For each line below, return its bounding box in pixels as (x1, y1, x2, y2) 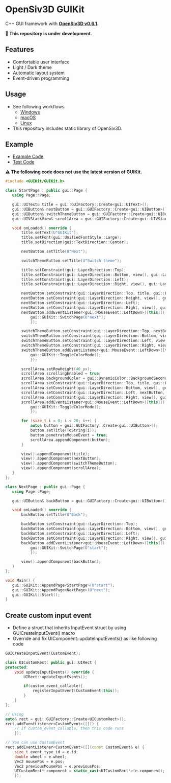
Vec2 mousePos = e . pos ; (14, 759, 65, 764)
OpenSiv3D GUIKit (5, 4, 85, 15)
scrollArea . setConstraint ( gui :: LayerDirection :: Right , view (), (21, 395, 158, 400)
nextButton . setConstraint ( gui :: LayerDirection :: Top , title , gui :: (21, 291, 165, 296)
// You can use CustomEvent (5, 740, 65, 745)
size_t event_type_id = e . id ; (14, 749, 79, 754)
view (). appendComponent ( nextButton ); (21, 456, 101, 461)
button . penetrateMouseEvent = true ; (30, 432, 108, 437)
